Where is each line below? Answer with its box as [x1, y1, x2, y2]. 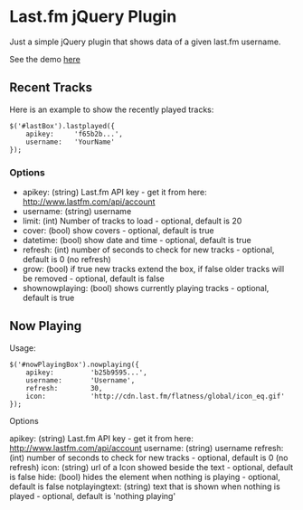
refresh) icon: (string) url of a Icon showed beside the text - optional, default [9, 461, 294, 472]
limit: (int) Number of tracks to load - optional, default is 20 [22, 215, 242, 227]
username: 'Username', [25, 375, 136, 385]
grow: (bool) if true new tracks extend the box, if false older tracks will [22, 264, 285, 275]
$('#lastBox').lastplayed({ [9, 121, 116, 130]
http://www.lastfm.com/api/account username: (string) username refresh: [9, 442, 284, 453]
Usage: [9, 342, 36, 354]
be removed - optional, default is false [22, 273, 165, 284]
